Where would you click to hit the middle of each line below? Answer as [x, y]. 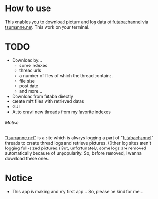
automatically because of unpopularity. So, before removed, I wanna [73, 153]
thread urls [30, 70]
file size [27, 81]
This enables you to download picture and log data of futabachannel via [77, 22]
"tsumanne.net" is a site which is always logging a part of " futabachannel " [79, 138]
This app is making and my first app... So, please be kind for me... [78, 192]
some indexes [33, 65]
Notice [19, 178]
